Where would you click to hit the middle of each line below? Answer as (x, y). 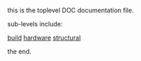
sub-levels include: (35, 24)
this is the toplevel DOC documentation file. (71, 10)
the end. (19, 51)
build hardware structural (44, 38)
